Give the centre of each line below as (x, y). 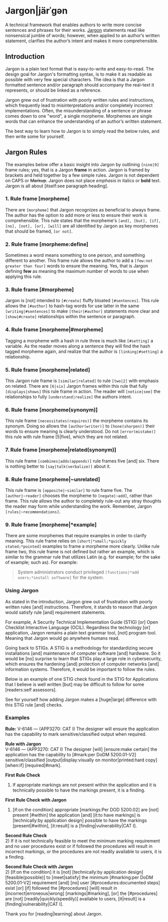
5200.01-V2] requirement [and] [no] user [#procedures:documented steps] (83, 882)
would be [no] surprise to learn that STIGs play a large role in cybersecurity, (83, 658)
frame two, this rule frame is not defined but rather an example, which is (80, 552)
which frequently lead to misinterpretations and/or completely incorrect (79, 105)
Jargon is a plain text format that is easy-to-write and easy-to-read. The (79, 68)
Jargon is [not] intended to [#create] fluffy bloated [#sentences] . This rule (82, 301)
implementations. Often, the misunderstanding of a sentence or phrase (78, 110)
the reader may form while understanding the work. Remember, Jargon (78, 506)
